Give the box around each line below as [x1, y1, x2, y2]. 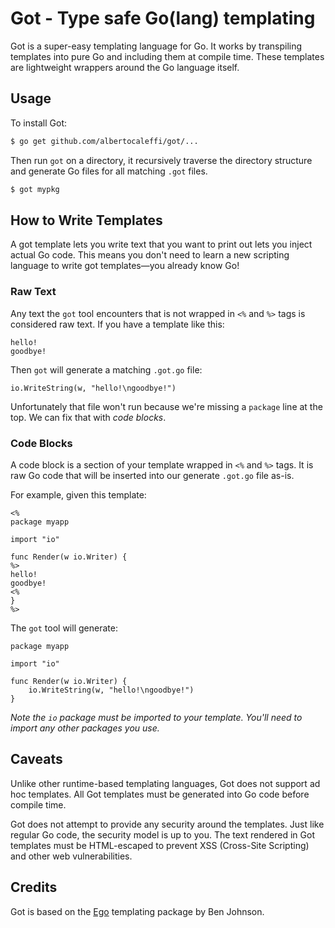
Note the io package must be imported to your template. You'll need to [10, 711, 303, 723]
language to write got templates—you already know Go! [10, 260, 240, 272]
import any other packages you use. [10, 722, 160, 734]
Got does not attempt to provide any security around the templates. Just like [10, 818, 325, 830]
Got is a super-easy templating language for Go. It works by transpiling [10, 40, 303, 52]
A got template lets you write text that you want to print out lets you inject [10, 238, 313, 251]
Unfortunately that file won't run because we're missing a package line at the [10, 400, 323, 412]
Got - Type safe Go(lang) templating [10, 7, 316, 30]
